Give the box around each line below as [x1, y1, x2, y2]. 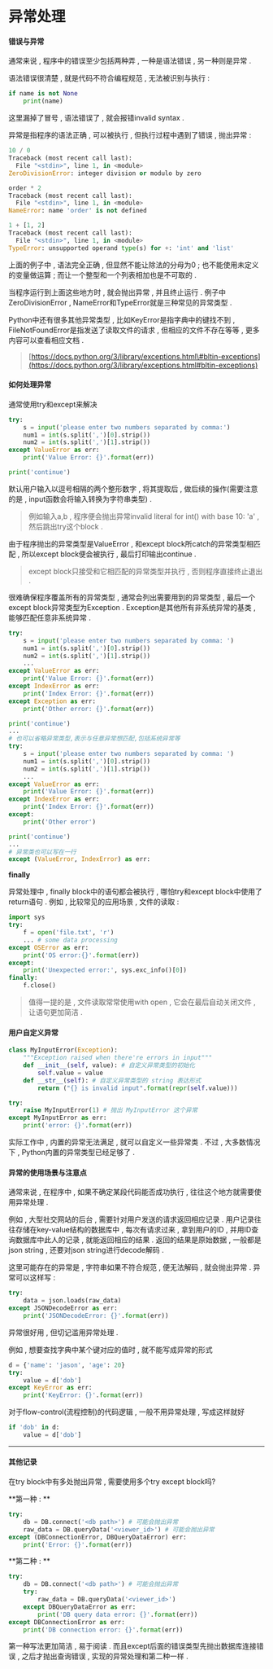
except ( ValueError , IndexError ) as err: [8, 855, 151, 863]
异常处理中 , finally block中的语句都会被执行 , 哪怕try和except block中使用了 [8, 887, 262, 897]
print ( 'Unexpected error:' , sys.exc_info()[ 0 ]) [23, 966, 187, 974]
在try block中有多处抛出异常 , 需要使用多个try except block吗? [8, 1477, 216, 1487]
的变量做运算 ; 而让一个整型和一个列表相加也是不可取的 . [8, 270, 197, 279]
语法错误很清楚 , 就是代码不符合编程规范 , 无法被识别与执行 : [8, 73, 210, 83]
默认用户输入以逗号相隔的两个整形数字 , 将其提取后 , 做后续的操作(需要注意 [8, 484, 258, 494]
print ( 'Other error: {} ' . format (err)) [23, 705, 154, 713]
